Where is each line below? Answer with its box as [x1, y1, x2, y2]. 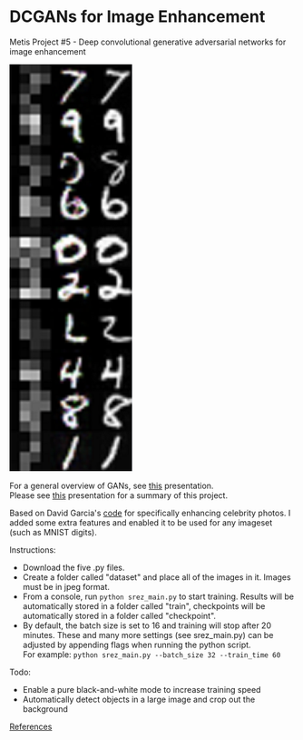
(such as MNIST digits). [9, 526, 97, 537]
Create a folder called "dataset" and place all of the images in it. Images [22, 571, 292, 583]
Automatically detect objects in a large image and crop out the [22, 694, 256, 705]
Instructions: [9, 544, 56, 555]
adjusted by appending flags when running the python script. [22, 639, 251, 650]
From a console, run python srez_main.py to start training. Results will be [22, 591, 295, 602]
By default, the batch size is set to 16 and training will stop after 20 [22, 620, 272, 631]
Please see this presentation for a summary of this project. [9, 489, 229, 501]
